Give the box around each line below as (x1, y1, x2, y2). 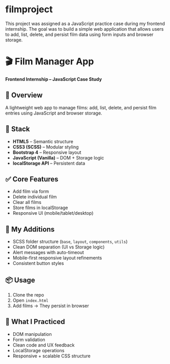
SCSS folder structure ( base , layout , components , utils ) (12, 239, 128, 245)
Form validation (12, 336, 46, 343)
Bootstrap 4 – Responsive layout (12, 149, 81, 155)
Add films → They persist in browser (12, 303, 89, 309)
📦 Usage (5, 276, 36, 284)
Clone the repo (12, 291, 44, 298)
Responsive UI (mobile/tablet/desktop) (12, 210, 94, 216)
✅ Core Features (5, 175, 59, 184)
